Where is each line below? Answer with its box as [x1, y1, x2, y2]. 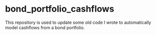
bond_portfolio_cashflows [5, 3, 114, 15]
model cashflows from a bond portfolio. [5, 24, 85, 30]
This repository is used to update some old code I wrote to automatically [5, 19, 151, 25]
